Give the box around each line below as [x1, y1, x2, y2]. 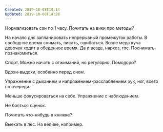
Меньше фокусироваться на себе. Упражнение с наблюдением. [5, 93, 140, 99]
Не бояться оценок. [5, 102, 46, 108]
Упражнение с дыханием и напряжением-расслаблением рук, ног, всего [5, 78, 159, 84]
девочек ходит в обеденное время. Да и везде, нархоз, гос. [5, 45, 130, 51]
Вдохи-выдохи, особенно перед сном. [5, 69, 85, 75]
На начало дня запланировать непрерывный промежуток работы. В [5, 35, 147, 40]
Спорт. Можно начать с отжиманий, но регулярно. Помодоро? [5, 59, 137, 65]
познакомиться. [5, 50, 39, 56]
